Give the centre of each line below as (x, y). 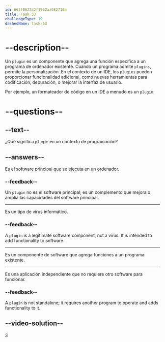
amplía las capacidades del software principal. (52, 198)
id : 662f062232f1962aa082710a (36, 10)
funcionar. (15, 279)
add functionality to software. (35, 240)
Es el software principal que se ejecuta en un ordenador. (62, 169)
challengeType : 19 (24, 19)
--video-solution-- (34, 324)
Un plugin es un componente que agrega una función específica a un (75, 62)
